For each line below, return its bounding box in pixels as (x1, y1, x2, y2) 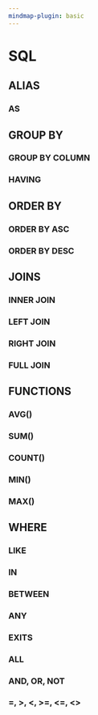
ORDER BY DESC (8, 245, 75, 256)
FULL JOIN (8, 360, 51, 371)
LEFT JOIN (8, 316, 51, 327)
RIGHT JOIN (8, 338, 56, 349)
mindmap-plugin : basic (8, 11, 84, 20)
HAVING (8, 174, 42, 185)
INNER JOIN (8, 294, 56, 305)
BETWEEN (8, 588, 50, 599)
